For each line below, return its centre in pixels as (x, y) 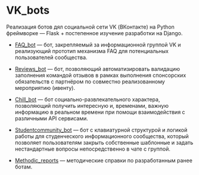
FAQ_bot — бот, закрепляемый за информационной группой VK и (98, 45)
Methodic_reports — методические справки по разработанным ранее (103, 160)
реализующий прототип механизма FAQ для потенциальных (91, 51)
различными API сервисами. (51, 118)
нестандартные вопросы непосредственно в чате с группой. (93, 149)
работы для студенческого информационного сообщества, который (102, 136)
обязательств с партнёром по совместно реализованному (90, 82)
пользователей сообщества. (51, 57)
